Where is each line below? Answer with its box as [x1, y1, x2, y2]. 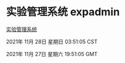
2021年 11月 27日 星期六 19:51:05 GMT [6, 50, 98, 57]
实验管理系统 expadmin [6, 5, 120, 19]
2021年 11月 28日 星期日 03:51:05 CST [6, 38, 98, 45]
